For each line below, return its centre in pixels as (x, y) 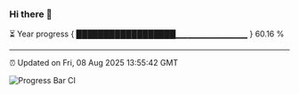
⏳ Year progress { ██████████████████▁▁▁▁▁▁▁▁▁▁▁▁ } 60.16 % (147, 34)
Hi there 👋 (31, 14)
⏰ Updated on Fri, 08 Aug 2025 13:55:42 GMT (94, 63)
